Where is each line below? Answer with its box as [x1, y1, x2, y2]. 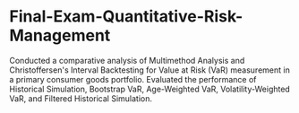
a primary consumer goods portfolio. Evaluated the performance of [9, 74, 257, 84]
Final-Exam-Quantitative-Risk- [9, 6, 243, 27]
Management [9, 25, 111, 46]
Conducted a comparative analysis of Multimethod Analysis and [9, 55, 245, 65]
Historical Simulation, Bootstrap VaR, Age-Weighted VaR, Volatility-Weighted [9, 83, 291, 94]
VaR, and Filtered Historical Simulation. [9, 92, 152, 104]
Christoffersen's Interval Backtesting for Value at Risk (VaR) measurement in [9, 65, 291, 75]
